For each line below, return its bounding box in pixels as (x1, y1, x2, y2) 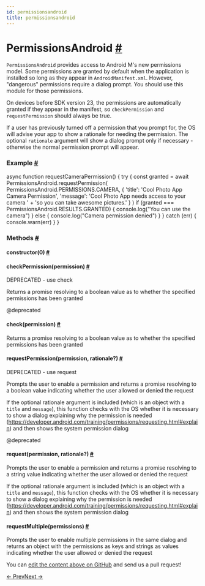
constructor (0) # (6, 249, 50, 256)
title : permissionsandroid (6, 15, 75, 21)
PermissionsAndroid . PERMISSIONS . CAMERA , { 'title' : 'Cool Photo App (6, 186, 182, 193)
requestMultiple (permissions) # (6, 522, 89, 530)
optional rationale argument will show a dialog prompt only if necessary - (6, 137, 193, 145)
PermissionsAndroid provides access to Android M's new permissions (6, 61, 182, 69)
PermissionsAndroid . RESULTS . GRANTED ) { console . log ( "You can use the (6, 205, 191, 212)
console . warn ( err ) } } (6, 218, 59, 225)
